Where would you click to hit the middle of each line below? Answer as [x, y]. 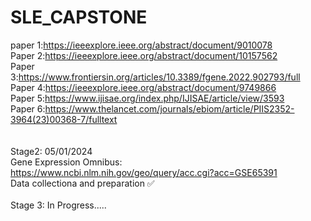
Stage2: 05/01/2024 [51, 151]
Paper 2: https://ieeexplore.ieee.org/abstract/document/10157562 [144, 55]
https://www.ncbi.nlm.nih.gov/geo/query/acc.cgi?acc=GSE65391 [144, 172]
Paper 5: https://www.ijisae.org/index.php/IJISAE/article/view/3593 [147, 98]
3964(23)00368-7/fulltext [64, 119]
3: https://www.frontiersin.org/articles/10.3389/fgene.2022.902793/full [155, 77]
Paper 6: [28, 108]
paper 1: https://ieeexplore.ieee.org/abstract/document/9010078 [141, 45]
